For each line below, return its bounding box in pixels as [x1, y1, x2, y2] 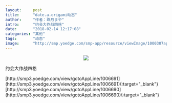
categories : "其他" [5, 31, 46, 36]
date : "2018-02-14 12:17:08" [5, 27, 81, 32]
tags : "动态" [5, 36, 46, 42]
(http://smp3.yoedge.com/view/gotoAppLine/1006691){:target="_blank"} [5, 80, 159, 87]
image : [5, 41, 19, 46]
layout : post [5, 7, 42, 13]
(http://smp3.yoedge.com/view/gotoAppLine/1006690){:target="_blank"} [5, 92, 160, 98]
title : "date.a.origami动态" [5, 12, 78, 17]
